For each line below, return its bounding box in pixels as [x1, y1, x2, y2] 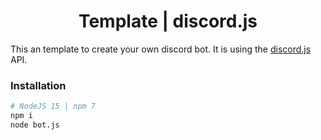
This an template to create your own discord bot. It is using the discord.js [10, 43, 312, 55]
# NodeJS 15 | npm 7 [10, 101, 97, 112]
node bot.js [10, 120, 60, 130]
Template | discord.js [78, 10, 258, 33]
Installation [10, 78, 67, 92]
